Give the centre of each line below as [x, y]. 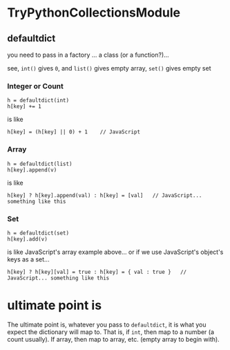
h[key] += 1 [24, 107]
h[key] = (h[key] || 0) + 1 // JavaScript [74, 132]
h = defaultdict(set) [38, 233]
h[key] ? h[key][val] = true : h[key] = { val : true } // [97, 272]
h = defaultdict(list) [40, 164]
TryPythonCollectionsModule [94, 13]
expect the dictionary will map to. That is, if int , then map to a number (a [111, 332]
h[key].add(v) [28, 239]
